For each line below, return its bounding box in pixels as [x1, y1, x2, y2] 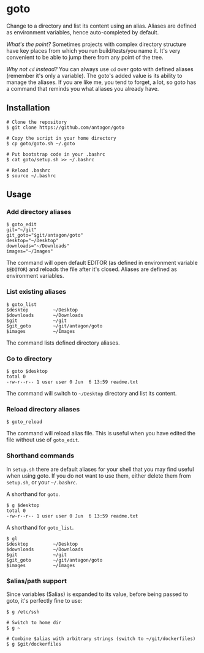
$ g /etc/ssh [6, 609, 40, 615]
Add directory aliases [6, 208, 72, 216]
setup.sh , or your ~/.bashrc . [6, 478, 78, 486]
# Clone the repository [6, 119, 67, 125]
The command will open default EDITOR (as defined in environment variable [6, 259, 198, 267]
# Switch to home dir [6, 619, 62, 625]
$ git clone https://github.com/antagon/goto [6, 124, 124, 131]
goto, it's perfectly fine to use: [6, 597, 83, 604]
